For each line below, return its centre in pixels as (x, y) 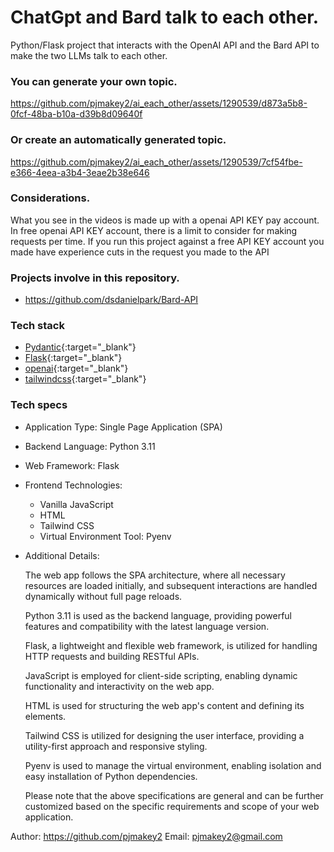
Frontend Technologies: (73, 485)
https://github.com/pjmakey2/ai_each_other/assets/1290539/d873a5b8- (159, 103)
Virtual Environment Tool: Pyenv (105, 536)
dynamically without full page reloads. (103, 596)
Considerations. (50, 198)
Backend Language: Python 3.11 (90, 446)
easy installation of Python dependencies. (111, 776)
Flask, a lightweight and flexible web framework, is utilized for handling (171, 645)
